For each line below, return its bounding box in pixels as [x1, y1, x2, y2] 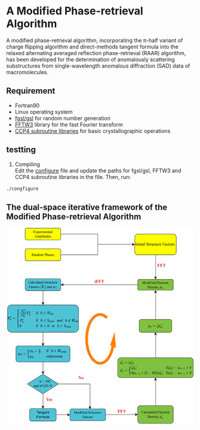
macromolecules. [6, 68, 49, 75]
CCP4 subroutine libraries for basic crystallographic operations [14, 127, 171, 134]
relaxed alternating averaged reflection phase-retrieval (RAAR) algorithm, [6, 49, 186, 56]
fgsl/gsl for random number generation [14, 114, 110, 122]
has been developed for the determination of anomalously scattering [6, 56, 175, 63]
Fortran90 [14, 102, 40, 109]
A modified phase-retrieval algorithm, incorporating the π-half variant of [6, 37, 183, 44]
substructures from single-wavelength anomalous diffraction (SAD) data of [6, 62, 190, 69]
